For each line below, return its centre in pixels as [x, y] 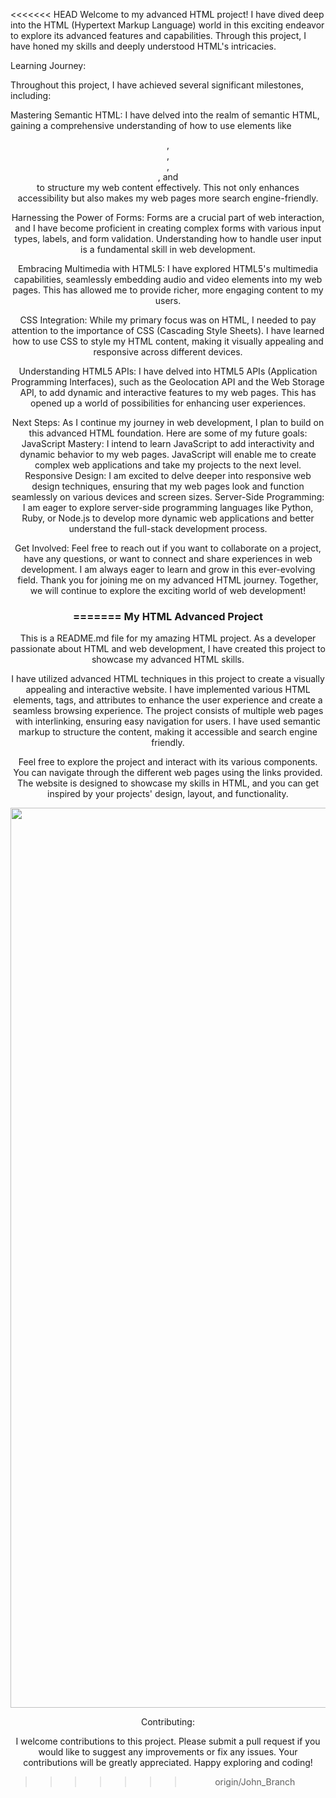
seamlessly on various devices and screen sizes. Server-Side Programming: [168, 497]
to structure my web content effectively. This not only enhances [168, 187]
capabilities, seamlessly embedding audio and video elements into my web [168, 279]
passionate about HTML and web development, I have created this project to [168, 649]
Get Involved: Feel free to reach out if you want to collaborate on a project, [168, 548]
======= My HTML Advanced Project [168, 616]
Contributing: [168, 1722]
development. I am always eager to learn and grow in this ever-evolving [168, 569]
